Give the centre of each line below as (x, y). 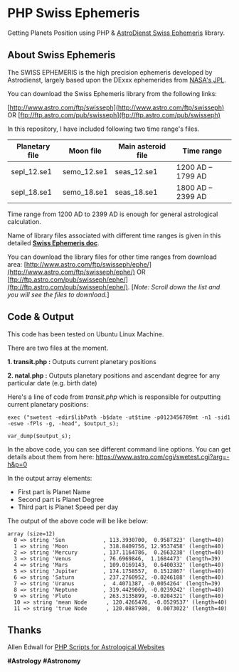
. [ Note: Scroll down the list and (174, 287)
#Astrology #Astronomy (44, 661)
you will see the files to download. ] (58, 294)
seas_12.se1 (136, 171)
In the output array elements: (50, 478)
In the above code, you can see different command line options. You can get (119, 449)
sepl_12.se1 (31, 171)
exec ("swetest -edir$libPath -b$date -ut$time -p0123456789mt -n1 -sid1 (119, 417)
